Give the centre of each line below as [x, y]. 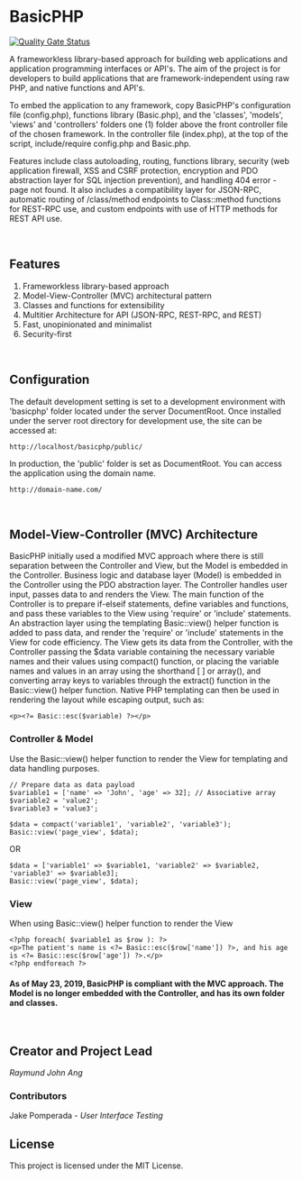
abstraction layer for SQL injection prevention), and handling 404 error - [143, 180]
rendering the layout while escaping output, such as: [107, 700]
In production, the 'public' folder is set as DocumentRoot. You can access [146, 463]
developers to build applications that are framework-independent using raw [150, 78]
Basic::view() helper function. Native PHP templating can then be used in [144, 691]
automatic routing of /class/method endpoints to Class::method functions [145, 199]
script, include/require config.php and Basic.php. [101, 143]
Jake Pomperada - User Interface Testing [87, 1116]
